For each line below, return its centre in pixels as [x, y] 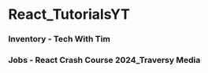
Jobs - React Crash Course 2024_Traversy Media [104, 60]
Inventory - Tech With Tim [59, 39]
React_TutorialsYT [69, 15]
